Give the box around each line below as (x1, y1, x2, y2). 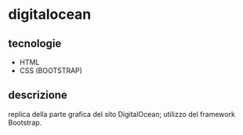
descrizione (8, 89, 68, 102)
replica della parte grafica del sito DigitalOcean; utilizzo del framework (8, 109, 235, 119)
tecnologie (8, 37, 62, 50)
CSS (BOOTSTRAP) (19, 66, 82, 75)
